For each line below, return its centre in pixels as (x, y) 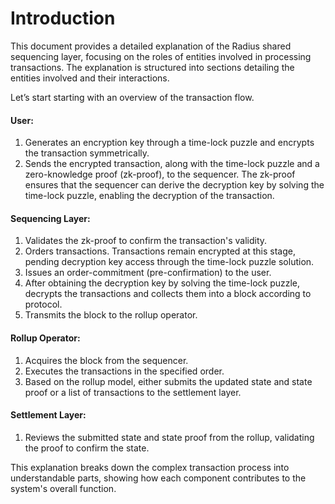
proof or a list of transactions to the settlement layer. (133, 392)
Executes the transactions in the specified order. (124, 371)
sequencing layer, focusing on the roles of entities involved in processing (161, 56)
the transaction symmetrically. (87, 153)
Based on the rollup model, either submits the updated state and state (168, 381)
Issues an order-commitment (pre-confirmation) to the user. (148, 273)
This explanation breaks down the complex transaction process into (150, 467)
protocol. (43, 304)
